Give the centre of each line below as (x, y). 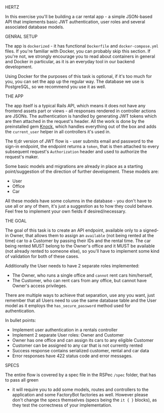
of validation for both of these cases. (42, 256)
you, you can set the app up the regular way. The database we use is (75, 81)
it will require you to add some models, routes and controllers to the (80, 389)
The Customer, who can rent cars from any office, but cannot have (79, 280)
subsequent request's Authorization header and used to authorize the (76, 152)
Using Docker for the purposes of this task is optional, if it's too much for (79, 76)
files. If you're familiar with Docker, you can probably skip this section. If (78, 51)
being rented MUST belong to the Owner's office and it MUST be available (80, 246)
